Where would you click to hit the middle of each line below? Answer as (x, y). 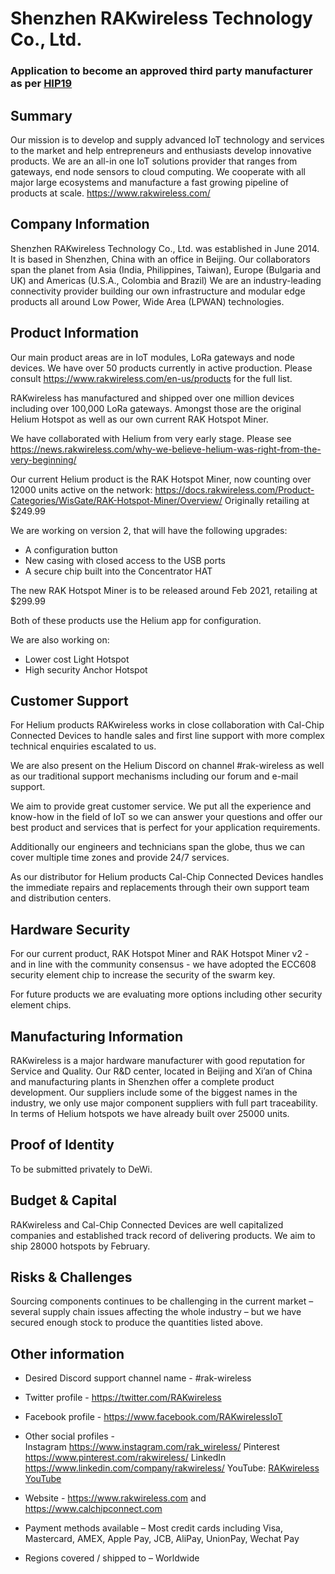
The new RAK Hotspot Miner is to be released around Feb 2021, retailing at (164, 590)
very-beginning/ (43, 459)
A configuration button (71, 549)
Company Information (80, 224)
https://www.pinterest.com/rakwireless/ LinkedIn (125, 1458)
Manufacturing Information (96, 1036)
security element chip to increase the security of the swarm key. (143, 975)
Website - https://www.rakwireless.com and (115, 1498)
